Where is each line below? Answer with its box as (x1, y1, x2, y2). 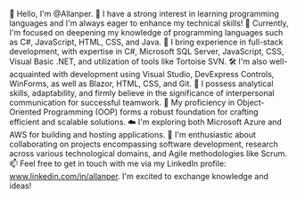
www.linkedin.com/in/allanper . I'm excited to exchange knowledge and (9, 171, 269, 181)
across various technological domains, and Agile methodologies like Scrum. (9, 148, 287, 159)
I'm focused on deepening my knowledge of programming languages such (9, 28, 284, 37)
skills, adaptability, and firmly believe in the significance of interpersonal (9, 88, 275, 98)
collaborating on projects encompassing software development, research (9, 139, 279, 149)
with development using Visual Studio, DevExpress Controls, (52, 69, 275, 79)
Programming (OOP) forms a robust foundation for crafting (43, 107, 259, 117)
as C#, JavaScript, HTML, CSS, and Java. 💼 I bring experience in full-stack (9, 36, 284, 47)
